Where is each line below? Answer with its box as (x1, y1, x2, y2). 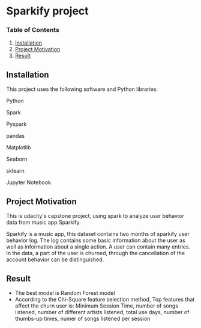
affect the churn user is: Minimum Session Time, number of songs (14, 302, 179, 309)
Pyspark (6, 120, 27, 128)
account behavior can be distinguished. (6, 256, 104, 263)
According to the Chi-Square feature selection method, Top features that (14, 296, 195, 303)
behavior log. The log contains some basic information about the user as (6, 237, 186, 244)
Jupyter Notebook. (6, 179, 53, 186)
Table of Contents (6, 26, 60, 34)
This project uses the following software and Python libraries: (6, 85, 158, 93)
